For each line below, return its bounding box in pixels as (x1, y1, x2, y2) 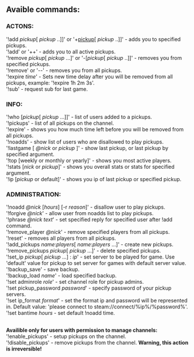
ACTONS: (6, 22, 34, 30)
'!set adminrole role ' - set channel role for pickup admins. (6, 278, 144, 285)
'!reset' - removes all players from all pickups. (6, 234, 116, 242)
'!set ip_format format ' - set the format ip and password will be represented (6, 297, 188, 304)
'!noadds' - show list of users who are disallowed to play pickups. (6, 138, 164, 145)
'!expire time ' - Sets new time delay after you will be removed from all (6, 73, 174, 80)
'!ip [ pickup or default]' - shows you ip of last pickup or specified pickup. (6, 175, 182, 182)
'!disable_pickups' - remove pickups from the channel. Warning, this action (6, 339, 189, 346)
